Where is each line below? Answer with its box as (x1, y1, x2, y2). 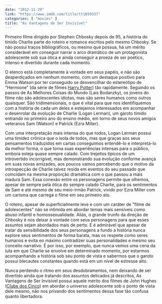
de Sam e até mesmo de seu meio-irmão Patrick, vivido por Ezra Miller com (5, 187, 156, 193)
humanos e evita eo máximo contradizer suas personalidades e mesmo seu (5, 237, 156, 243)
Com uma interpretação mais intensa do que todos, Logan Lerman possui (5, 130, 151, 136)
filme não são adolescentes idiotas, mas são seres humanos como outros (5, 95, 151, 101)
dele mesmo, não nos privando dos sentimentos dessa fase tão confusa (5, 288, 149, 294)
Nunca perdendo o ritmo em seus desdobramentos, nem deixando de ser (5, 268, 151, 273)
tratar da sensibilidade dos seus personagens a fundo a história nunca (5, 227, 146, 233)
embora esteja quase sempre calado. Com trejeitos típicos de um (5, 151, 135, 157)
